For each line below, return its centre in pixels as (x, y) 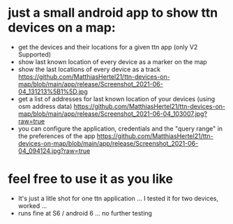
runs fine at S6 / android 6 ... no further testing (85, 213)
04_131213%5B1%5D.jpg (53, 91)
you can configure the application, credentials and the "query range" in (120, 128)
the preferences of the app (57, 136)
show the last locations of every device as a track (89, 69)
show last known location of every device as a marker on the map (113, 61)
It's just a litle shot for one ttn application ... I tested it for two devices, (118, 198)
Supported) (35, 54)
